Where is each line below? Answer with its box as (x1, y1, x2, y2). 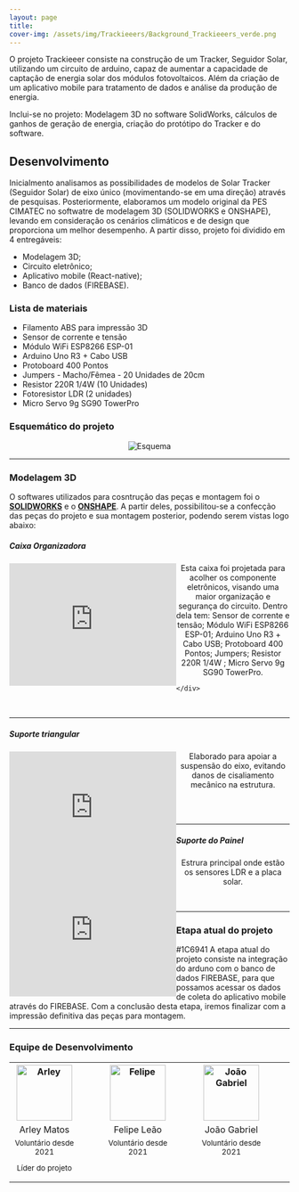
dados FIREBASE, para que (176, 973, 276, 984)
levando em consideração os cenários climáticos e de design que (9, 216, 250, 226)
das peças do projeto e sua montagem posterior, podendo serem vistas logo (9, 510, 289, 521)
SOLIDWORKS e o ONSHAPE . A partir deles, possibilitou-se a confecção (9, 501, 276, 512)
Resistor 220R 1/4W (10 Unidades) (21, 380, 149, 390)
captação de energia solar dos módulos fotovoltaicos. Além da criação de (9, 73, 280, 84)
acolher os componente (190, 572, 277, 584)
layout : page (9, 12, 58, 22)
